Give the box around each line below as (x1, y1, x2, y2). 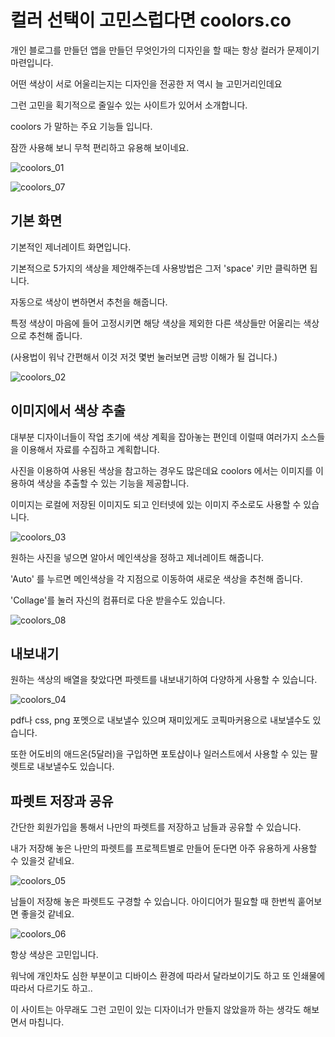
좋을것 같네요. (20, 908, 75, 920)
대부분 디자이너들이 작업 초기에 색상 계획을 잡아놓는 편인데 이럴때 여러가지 (10, 431, 299, 443)
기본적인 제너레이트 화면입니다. (10, 241, 132, 253)
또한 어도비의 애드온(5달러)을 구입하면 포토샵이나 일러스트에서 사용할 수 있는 (10, 748, 308, 760)
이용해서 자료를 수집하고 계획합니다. (20, 443, 160, 455)
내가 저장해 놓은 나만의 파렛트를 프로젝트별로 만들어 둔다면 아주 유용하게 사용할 (10, 842, 318, 855)
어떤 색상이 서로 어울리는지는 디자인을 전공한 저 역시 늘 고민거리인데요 (10, 77, 283, 90)
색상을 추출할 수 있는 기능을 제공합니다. (36, 477, 190, 489)
